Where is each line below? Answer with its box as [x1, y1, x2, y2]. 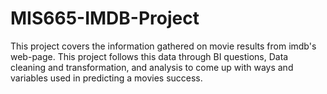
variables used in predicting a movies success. [10, 72, 203, 84]
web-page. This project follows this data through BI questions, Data [10, 50, 289, 62]
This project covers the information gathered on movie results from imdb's [10, 40, 317, 52]
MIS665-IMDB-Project [10, 7, 200, 30]
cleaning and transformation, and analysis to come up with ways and [10, 61, 294, 73]
